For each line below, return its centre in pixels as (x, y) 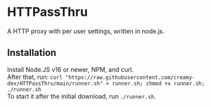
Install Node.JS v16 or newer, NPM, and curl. (70, 69)
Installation (32, 53)
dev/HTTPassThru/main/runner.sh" (55, 84)
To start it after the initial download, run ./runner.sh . (82, 96)
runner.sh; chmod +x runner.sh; (159, 84)
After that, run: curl (35, 77)
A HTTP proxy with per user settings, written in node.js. (86, 31)
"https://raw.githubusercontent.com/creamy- (130, 77)
